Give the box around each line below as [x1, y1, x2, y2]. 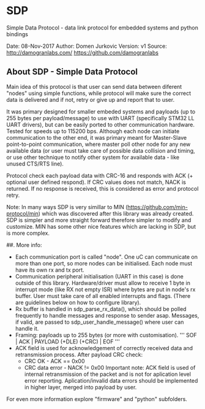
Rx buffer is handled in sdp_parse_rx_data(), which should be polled [15, 305, 187, 313]
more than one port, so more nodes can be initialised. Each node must [15, 259, 193, 267]
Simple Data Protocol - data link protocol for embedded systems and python [6, 24, 199, 31]
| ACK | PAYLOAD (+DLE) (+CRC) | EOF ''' [15, 338, 121, 345]
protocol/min [6, 210, 39, 217]
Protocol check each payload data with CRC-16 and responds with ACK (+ [6, 172, 193, 179]
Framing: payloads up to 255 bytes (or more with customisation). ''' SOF [15, 331, 197, 338]
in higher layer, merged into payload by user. [24, 383, 137, 391]
